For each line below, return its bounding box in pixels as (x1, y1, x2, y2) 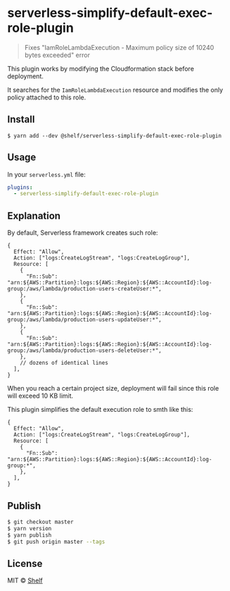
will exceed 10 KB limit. (7, 391, 74, 400)
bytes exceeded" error (24, 51, 90, 59)
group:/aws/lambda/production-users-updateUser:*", (7, 316, 162, 324)
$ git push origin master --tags (7, 538, 106, 545)
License (7, 557, 43, 569)
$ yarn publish (7, 531, 52, 539)
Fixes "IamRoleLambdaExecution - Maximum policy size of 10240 (24, 43, 215, 51)
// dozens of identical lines (20, 360, 109, 367)
